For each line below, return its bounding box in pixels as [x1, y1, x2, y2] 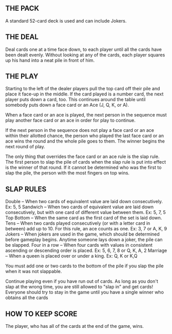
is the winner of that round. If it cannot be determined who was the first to [5, 164, 162, 171]
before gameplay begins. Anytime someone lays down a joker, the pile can [5, 237, 163, 243]
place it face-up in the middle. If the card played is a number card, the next [5, 91, 164, 97]
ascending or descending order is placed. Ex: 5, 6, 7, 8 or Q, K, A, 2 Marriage [5, 247, 167, 253]
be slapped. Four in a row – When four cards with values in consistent [5, 242, 153, 248]
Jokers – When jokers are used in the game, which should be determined [5, 231, 160, 238]
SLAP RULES [5, 185, 47, 193]
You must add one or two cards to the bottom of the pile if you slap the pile [5, 263, 164, 269]
